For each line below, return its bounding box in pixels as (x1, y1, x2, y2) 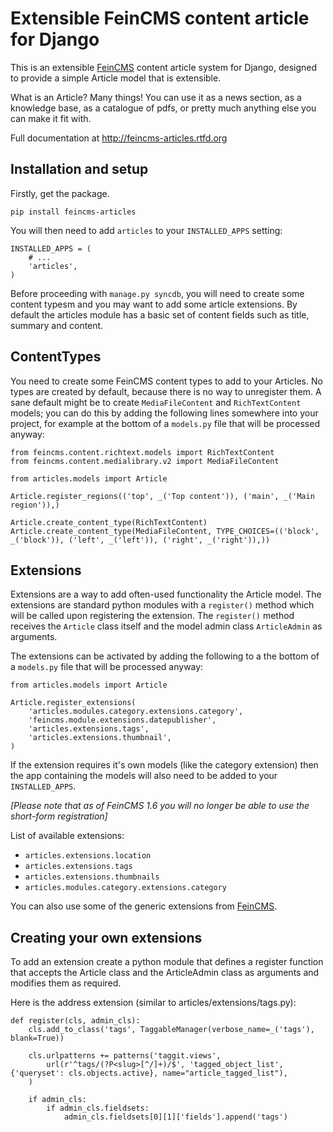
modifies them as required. (10, 977, 122, 989)
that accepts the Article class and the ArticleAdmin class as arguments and (10, 967, 320, 979)
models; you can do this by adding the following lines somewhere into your (10, 407, 319, 419)
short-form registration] (10, 810, 108, 822)
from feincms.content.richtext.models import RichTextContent (10, 447, 275, 457)
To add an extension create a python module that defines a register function (10, 956, 324, 968)
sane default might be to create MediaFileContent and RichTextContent (10, 396, 302, 408)
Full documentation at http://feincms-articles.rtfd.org (10, 132, 228, 144)
